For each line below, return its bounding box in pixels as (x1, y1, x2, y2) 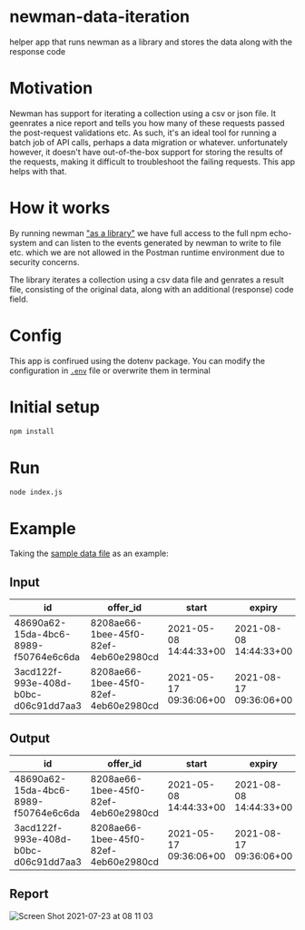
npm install (9, 427, 54, 436)
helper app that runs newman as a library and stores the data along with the (9, 36, 293, 47)
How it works (9, 198, 111, 219)
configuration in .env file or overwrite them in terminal (9, 365, 211, 376)
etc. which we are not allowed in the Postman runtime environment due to (9, 247, 285, 258)
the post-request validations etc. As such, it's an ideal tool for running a (9, 127, 277, 138)
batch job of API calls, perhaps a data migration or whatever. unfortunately (9, 136, 289, 147)
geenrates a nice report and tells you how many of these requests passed (9, 117, 285, 128)
